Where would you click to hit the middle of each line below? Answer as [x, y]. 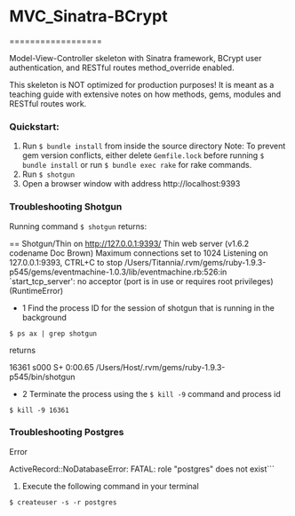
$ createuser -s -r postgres [63, 502]
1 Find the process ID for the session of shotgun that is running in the [148, 307]
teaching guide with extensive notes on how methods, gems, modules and [145, 94]
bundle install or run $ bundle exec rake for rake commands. [137, 165]
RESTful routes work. [48, 103]
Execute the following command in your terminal [111, 486]
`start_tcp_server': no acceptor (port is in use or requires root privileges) [141, 281]
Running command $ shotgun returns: [78, 226]
